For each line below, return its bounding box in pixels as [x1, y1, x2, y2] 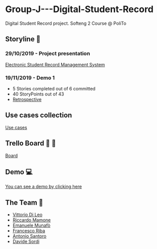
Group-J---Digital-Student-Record [5, 4, 154, 15]
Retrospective [12, 96, 42, 102]
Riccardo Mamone [12, 217, 51, 223]
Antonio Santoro [12, 233, 46, 239]
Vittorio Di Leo [12, 212, 43, 218]
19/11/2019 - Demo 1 [5, 74, 55, 81]
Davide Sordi [12, 238, 39, 244]
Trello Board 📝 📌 [5, 139, 57, 147]
